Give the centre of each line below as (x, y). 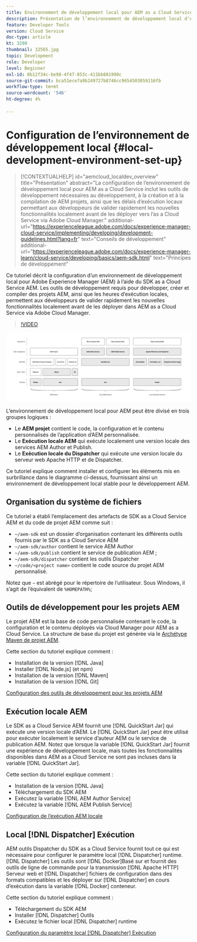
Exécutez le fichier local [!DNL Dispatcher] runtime (76, 921)
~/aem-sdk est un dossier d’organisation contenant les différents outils (98, 534)
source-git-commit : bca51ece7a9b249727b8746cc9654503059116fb (84, 81)
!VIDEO (29, 324)
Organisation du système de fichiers (74, 502)
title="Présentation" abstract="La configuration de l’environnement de (105, 183)
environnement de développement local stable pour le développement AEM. (98, 483)
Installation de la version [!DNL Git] (57, 682)
